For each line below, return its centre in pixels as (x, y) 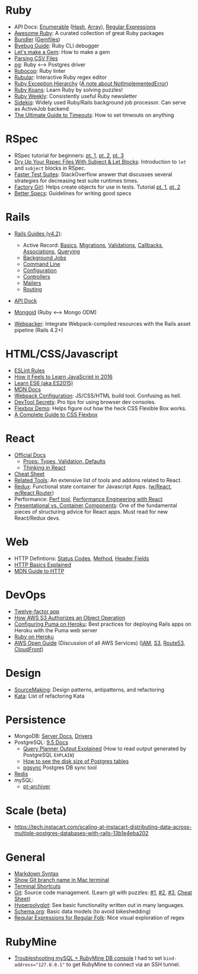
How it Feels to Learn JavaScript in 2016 (63, 377)
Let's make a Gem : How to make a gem (62, 52)
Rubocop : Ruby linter (40, 71)
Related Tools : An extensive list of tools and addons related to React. (98, 480)
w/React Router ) (34, 492)
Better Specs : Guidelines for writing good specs (73, 193)
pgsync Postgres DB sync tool (60, 768)
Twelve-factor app (37, 611)
